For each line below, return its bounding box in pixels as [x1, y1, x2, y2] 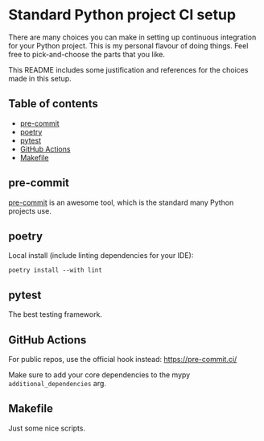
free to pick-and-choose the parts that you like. [8, 49, 165, 59]
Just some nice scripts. [8, 423, 86, 433]
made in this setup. [8, 73, 72, 83]
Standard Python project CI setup [8, 6, 236, 24]
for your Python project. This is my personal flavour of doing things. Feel [8, 40, 249, 50]
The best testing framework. [8, 310, 103, 319]
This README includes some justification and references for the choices [8, 64, 249, 74]
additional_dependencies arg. [8, 379, 107, 388]
